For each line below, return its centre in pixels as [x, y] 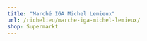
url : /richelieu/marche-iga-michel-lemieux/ [74, 20]
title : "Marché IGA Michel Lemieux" [61, 14]
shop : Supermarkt [33, 26]
